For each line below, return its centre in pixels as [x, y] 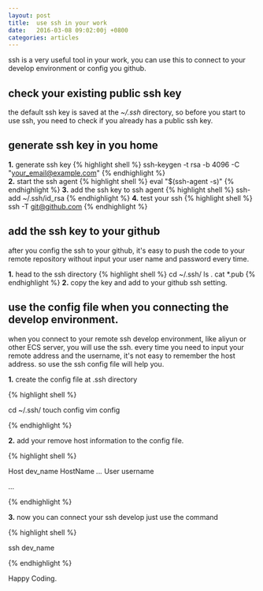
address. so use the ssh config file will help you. [86, 363]
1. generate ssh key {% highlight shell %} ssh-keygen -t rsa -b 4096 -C [124, 164]
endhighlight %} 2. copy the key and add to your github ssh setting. [118, 282]
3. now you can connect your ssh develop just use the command [113, 517]
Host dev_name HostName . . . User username [81, 471]
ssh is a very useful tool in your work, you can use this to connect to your [127, 60]
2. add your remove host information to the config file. [96, 440]
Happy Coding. [33, 578]
